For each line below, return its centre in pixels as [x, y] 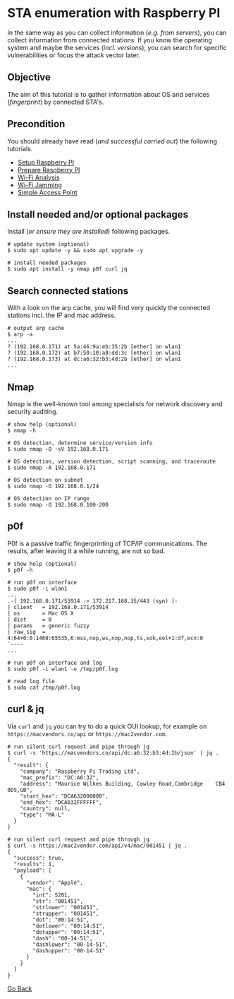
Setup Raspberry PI [46, 162]
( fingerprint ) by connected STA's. [56, 102]
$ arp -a [20, 335]
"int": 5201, [52, 895]
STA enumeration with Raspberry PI [114, 13]
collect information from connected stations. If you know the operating [110, 40]
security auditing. [33, 412]
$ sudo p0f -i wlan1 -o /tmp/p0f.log [63, 669]
